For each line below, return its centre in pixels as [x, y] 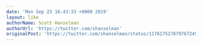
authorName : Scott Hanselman [43, 23]
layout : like [23, 17]
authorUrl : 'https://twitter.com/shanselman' [64, 28]
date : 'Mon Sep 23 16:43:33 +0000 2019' [58, 12]
